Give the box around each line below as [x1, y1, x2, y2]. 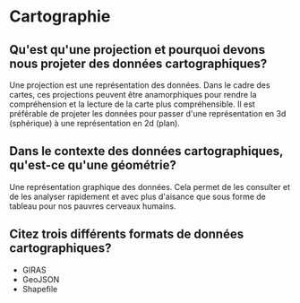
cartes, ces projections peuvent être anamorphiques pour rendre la [9, 90, 257, 100]
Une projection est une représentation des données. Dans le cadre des [9, 80, 270, 91]
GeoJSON [21, 273, 60, 284]
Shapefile [21, 283, 58, 294]
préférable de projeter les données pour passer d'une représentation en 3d [9, 108, 287, 118]
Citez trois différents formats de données [9, 227, 244, 242]
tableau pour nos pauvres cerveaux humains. [9, 200, 176, 212]
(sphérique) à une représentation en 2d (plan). [9, 118, 181, 128]
